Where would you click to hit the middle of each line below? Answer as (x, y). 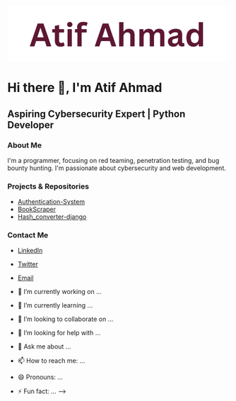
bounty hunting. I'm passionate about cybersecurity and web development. (117, 168)
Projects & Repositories (48, 186)
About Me (25, 145)
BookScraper (37, 209)
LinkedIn (30, 251)
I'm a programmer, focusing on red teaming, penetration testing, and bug (113, 160)
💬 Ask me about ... (44, 346)
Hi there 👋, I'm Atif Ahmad (85, 88)
